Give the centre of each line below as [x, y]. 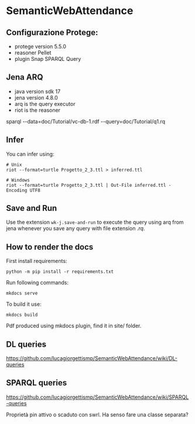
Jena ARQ [25, 77]
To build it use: [24, 304]
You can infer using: [30, 154]
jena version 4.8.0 [36, 97]
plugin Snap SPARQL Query [48, 59]
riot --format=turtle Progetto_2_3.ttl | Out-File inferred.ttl [86, 185]
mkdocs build [22, 315]
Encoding [17, 190]
